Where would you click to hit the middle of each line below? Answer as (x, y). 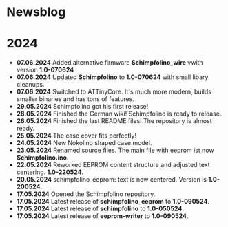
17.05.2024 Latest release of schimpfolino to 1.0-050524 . (100, 209)
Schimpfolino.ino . (42, 158)
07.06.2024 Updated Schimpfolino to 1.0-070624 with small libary (112, 77)
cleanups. (30, 85)
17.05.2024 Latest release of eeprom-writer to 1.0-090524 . (102, 216)
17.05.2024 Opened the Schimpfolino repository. (86, 194)
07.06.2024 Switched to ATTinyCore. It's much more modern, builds (114, 92)
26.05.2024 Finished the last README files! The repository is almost (114, 121)
